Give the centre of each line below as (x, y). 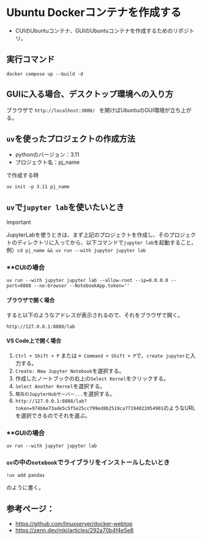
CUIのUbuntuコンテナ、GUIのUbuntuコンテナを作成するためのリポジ (102, 31)
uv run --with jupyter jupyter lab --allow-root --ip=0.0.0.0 (87, 281)
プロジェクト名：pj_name (47, 162)
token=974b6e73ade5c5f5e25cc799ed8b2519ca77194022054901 (89, 408)
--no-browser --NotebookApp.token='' (82, 286)
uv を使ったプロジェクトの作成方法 (71, 139)
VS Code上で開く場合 (34, 341)
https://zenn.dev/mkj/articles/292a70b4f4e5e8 (74, 530)
